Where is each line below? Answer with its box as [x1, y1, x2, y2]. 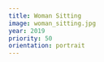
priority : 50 [8, 34, 53, 43]
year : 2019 [8, 27, 45, 35]
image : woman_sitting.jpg [8, 19, 96, 27]
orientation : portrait [8, 42, 85, 50]
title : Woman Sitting [8, 11, 82, 20]
